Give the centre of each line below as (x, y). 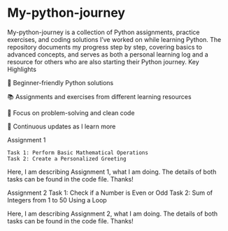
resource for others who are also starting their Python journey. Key (103, 61)
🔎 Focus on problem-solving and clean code (71, 112)
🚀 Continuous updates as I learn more (62, 126)
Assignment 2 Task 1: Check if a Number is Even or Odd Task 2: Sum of (110, 193)
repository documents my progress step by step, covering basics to (105, 47)
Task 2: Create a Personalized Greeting (67, 158)
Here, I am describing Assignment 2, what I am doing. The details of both (113, 214)
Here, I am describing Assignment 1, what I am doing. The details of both (112, 172)
